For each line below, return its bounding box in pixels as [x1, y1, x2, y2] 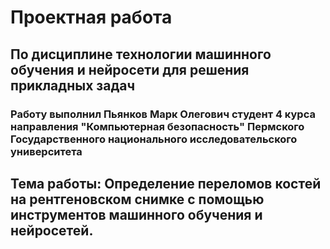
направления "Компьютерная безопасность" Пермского [10, 119, 305, 133]
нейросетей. [10, 222, 94, 239]
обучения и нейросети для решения [10, 61, 250, 78]
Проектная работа [10, 6, 173, 29]
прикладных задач [10, 77, 136, 94]
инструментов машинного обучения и [10, 206, 263, 223]
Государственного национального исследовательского [10, 132, 298, 146]
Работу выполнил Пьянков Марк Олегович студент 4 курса [10, 107, 316, 121]
